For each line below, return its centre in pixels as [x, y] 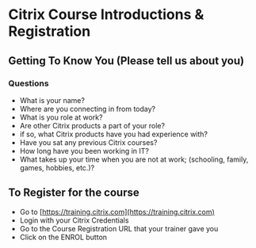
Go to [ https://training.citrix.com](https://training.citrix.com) [117, 212]
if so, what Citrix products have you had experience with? [114, 134]
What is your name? [52, 100]
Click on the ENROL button [63, 237]
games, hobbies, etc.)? [57, 167]
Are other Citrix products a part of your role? [92, 125]
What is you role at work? [61, 117]
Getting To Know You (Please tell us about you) [126, 61]
